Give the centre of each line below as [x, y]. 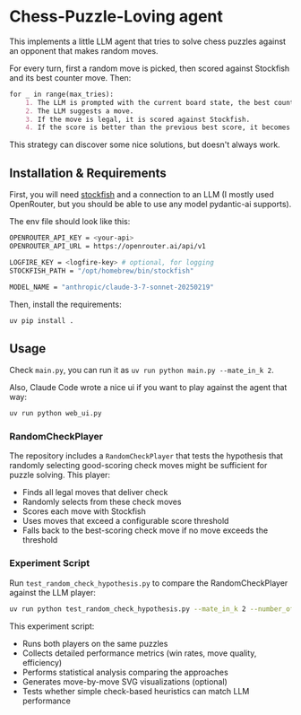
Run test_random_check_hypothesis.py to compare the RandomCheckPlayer [149, 583]
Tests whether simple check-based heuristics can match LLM [136, 691]
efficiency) [42, 662]
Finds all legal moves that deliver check [95, 493]
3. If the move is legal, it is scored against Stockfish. [138, 119]
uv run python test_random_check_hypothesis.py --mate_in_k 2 [128, 609]
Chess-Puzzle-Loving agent [116, 17]
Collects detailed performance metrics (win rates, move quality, [139, 653]
